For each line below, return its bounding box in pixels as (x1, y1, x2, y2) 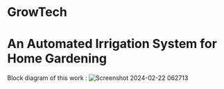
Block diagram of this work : (7, 74, 88, 82)
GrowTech (7, 4, 67, 20)
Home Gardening (7, 51, 107, 67)
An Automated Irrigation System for (7, 36, 217, 52)
